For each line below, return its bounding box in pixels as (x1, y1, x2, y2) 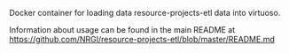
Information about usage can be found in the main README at (9, 25, 236, 34)
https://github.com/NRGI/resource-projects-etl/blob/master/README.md (9, 34, 275, 44)
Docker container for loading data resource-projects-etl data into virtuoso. (9, 8, 281, 18)
